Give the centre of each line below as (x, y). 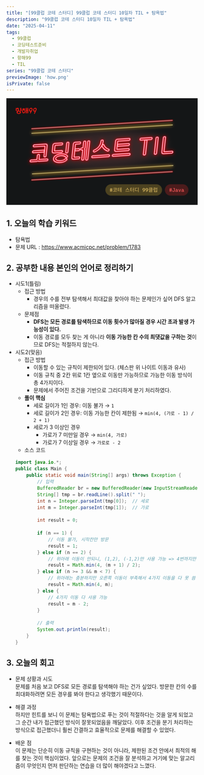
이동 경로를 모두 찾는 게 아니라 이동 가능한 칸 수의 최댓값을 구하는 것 (113, 337)
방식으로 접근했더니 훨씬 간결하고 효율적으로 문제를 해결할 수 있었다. (95, 730)
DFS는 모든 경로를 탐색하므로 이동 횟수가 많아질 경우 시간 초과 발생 (111, 322)
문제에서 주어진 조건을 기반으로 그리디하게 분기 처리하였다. (102, 391)
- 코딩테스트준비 (29, 45)
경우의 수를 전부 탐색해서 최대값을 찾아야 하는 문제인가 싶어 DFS (109, 299)
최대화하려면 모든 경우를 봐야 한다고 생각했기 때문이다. (79, 694)
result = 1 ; (63, 546)
